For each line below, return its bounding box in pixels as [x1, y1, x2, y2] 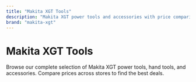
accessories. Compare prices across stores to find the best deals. [6, 70, 164, 77]
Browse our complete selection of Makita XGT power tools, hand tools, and [6, 63, 186, 70]
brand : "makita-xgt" [6, 19, 57, 25]
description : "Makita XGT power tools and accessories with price [6, 14, 171, 20]
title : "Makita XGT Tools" [6, 8, 72, 15]
